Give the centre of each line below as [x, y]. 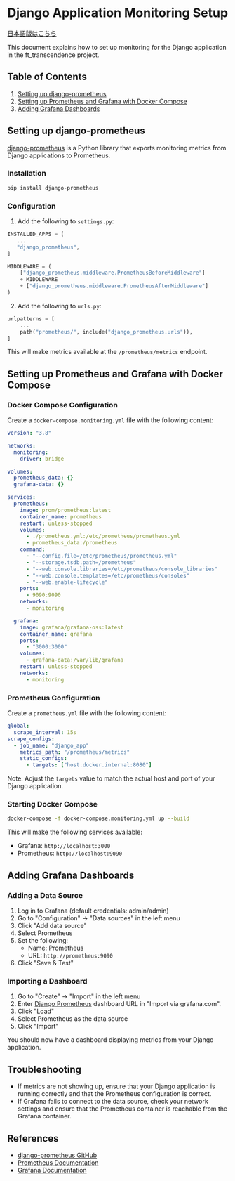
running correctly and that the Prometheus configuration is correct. [114, 1094]
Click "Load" [36, 1011]
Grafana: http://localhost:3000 [64, 846]
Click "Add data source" [52, 926]
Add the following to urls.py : [59, 306]
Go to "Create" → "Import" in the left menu [79, 996]
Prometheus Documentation [58, 1162]
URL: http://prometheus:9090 [70, 955]
